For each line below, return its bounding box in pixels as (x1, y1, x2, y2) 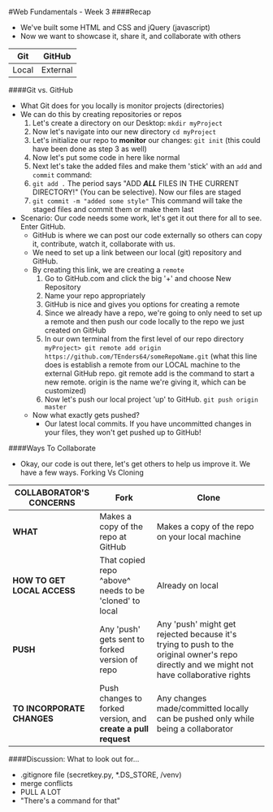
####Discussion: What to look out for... (8, 753, 140, 763)
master (44, 402, 67, 411)
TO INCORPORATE (12, 702, 85, 714)
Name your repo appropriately (44, 290, 146, 300)
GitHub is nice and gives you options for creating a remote (44, 299, 240, 309)
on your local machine (156, 531, 241, 542)
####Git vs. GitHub (8, 85, 73, 94)
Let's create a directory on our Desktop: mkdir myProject (32, 118, 223, 128)
